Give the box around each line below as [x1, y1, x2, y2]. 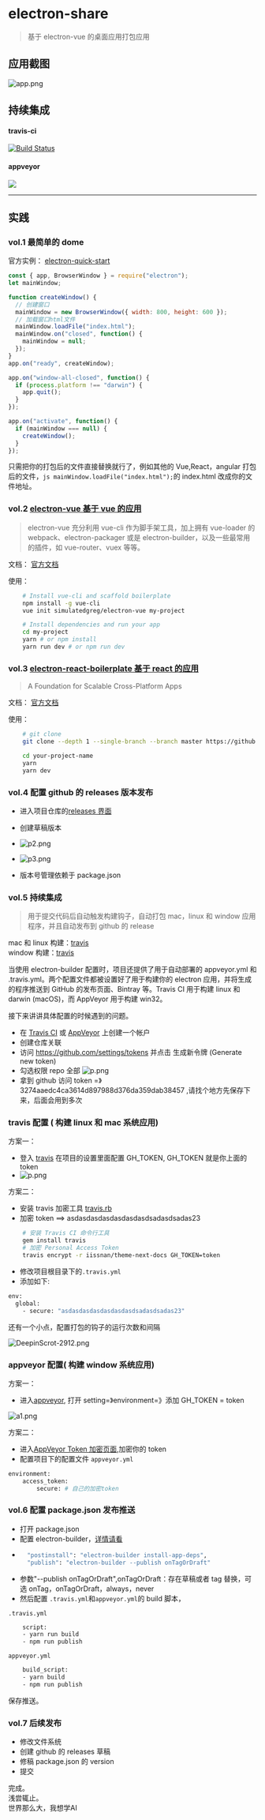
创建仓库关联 [19, 1038, 62, 1047]
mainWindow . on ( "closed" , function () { [15, 330, 144, 338]
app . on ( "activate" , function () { [8, 418, 118, 426]
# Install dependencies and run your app [22, 621, 160, 629]
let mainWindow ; [8, 280, 62, 287]
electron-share [8, 5, 109, 23]
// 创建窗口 [15, 301, 50, 309]
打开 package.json [19, 1524, 80, 1533]
